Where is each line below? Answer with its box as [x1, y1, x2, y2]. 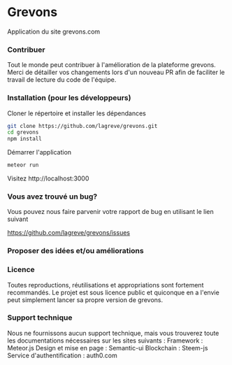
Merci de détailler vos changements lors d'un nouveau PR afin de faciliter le [7, 68, 225, 77]
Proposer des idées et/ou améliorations [7, 246, 145, 256]
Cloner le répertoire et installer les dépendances [7, 109, 147, 117]
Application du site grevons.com [7, 27, 101, 36]
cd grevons [7, 129, 39, 136]
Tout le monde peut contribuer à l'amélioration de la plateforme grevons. [7, 61, 217, 69]
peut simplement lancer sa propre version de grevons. [7, 295, 163, 304]
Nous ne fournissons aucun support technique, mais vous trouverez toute [7, 329, 219, 337]
